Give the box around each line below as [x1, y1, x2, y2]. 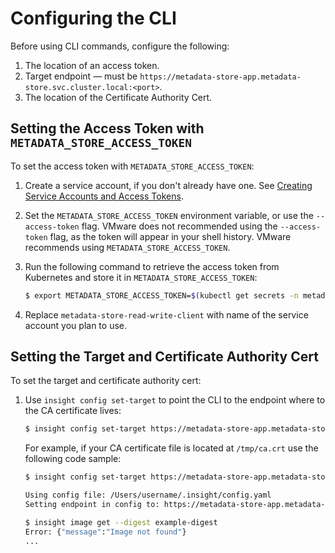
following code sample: [24, 453, 122, 465]
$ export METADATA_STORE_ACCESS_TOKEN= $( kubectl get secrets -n [24, 290, 299, 301]
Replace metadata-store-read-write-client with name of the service [24, 308, 309, 321]
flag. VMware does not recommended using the [81, 220, 278, 232]
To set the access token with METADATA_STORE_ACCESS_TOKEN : [10, 160, 255, 172]
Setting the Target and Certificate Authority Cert [10, 348, 319, 366]
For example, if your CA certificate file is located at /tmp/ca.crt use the [24, 442, 319, 454]
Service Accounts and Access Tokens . [24, 190, 184, 202]
